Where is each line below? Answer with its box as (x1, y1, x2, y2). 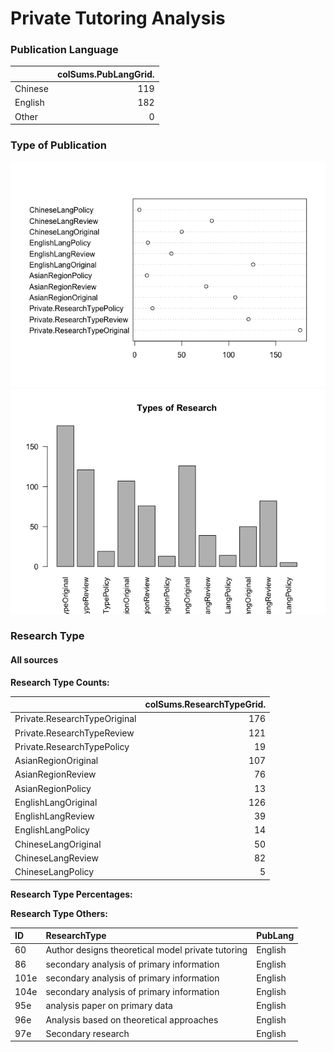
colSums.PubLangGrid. (56, 68, 155, 80)
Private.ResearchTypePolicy (14, 740, 130, 752)
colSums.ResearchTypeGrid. (144, 698, 267, 711)
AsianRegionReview (14, 768, 97, 781)
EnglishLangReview (14, 810, 95, 822)
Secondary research (45, 1027, 130, 1039)
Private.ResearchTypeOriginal (14, 713, 137, 725)
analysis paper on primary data (45, 1000, 173, 1012)
